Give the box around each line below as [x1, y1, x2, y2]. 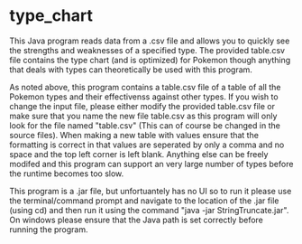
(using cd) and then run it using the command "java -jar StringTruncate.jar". [9, 204, 289, 215]
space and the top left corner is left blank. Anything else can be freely [9, 148, 269, 159]
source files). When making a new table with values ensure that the [9, 129, 260, 140]
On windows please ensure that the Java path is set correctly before [9, 214, 264, 225]
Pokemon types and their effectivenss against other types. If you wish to [9, 91, 279, 102]
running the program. [9, 223, 88, 235]
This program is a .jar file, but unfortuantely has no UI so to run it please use [9, 185, 292, 196]
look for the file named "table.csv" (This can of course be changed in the [9, 119, 281, 131]
